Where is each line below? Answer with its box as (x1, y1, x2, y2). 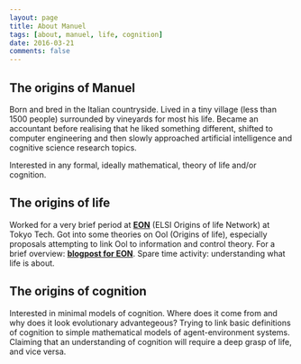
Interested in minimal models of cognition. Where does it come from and (9, 307, 278, 318)
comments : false (9, 47, 70, 56)
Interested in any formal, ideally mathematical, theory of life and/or (9, 159, 257, 170)
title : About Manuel (9, 22, 87, 31)
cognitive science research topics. (9, 141, 137, 153)
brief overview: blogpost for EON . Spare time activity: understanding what (9, 248, 286, 259)
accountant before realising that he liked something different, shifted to (9, 123, 273, 133)
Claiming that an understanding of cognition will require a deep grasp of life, (9, 336, 293, 347)
